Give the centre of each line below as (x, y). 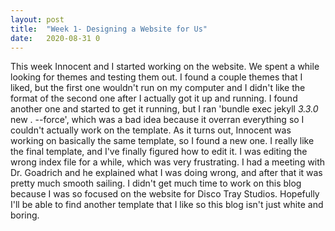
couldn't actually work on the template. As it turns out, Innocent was (151, 130)
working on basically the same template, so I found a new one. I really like (162, 141)
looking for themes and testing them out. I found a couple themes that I (156, 77)
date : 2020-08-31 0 (55, 38)
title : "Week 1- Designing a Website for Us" (109, 29)
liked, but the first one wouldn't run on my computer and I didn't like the (158, 88)
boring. (25, 215)
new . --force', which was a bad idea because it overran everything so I (157, 120)
